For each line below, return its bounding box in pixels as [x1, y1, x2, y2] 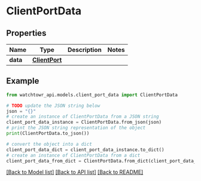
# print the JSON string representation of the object [6, 125, 146, 131]
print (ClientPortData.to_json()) [6, 130, 90, 137]
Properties [6, 28, 47, 38]
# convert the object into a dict [6, 141, 93, 147]
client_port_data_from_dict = [6, 158, 82, 164]
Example [6, 76, 39, 86]
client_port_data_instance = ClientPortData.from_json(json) [6, 119, 162, 125]
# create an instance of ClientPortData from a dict [6, 152, 141, 158]
